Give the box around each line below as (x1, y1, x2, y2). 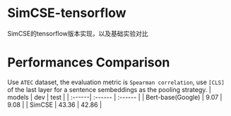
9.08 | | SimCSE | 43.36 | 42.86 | (7, 100, 102, 109)
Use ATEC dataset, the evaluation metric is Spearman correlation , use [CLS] (7, 78, 225, 86)
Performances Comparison (7, 54, 170, 71)
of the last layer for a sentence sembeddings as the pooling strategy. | (7, 85, 212, 93)
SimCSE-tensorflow (7, 5, 126, 21)
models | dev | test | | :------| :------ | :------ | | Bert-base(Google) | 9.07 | (7, 93, 223, 101)
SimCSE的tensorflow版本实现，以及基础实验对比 (7, 29, 148, 37)
